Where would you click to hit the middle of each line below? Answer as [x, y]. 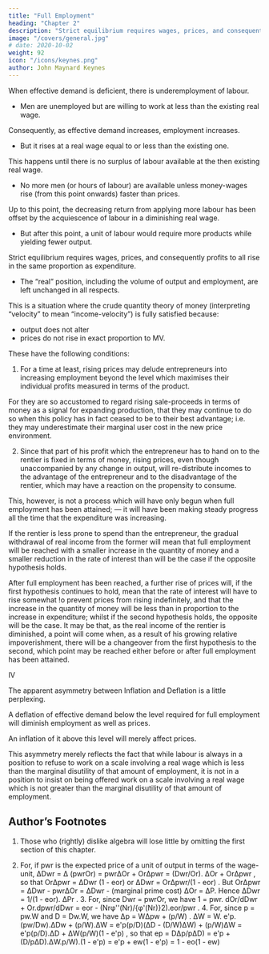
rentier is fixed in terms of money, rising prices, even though [119, 459]
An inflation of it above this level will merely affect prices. [102, 739]
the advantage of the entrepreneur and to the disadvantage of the [128, 477]
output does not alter [54, 329]
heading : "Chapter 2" [44, 23]
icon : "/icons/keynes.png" [53, 61]
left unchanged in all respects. [70, 290]
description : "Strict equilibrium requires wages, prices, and [116, 30]
